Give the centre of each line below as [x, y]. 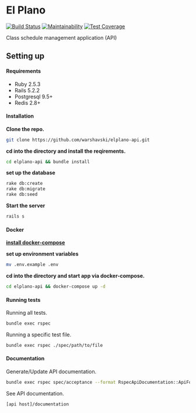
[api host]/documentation [37, 404]
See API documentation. [35, 393]
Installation [20, 116]
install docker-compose [36, 243]
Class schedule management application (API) [62, 37]
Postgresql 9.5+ [34, 97]
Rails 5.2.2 [27, 90]
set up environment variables [42, 254]
